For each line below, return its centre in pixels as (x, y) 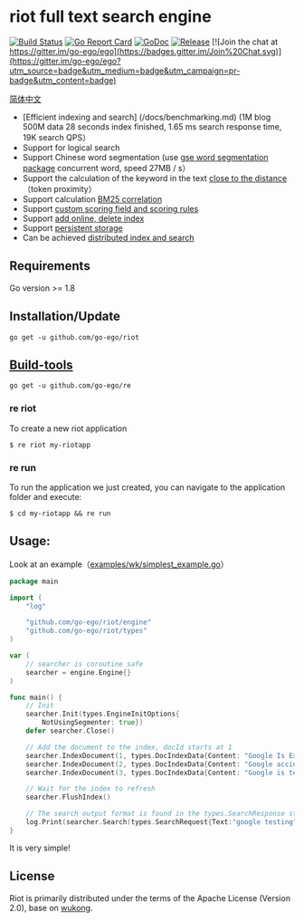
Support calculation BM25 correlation (92, 199)
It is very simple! (40, 848)
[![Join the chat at (245, 42)
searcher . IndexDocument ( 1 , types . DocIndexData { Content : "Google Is (155, 755)
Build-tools (42, 365)
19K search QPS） (56, 137)
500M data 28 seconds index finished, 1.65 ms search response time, (152, 126)
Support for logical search (71, 148)
